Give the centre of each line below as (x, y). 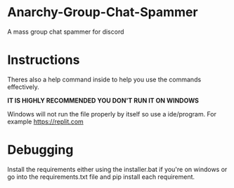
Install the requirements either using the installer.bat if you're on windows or (117, 169)
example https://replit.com (46, 121)
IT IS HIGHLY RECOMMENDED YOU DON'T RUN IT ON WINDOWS (103, 100)
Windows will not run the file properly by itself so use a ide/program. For (112, 114)
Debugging (40, 150)
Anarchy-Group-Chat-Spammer (103, 12)
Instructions (44, 60)
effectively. (24, 87)
